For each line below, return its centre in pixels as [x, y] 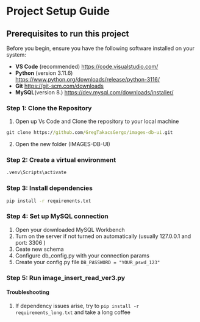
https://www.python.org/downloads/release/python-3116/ [87, 79]
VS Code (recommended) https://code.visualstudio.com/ [87, 66]
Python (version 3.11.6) [44, 73]
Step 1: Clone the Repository [49, 108]
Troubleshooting [28, 292]
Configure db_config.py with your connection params [82, 255]
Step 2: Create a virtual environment [61, 160]
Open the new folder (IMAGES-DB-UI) [63, 144]
